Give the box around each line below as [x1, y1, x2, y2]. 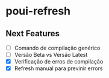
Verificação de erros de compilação [14, 58, 104, 65]
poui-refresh [5, 4, 70, 18]
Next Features [5, 28, 60, 39]
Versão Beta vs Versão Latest [14, 51, 88, 59]
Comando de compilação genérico [14, 44, 101, 51]
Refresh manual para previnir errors [14, 65, 103, 72]
